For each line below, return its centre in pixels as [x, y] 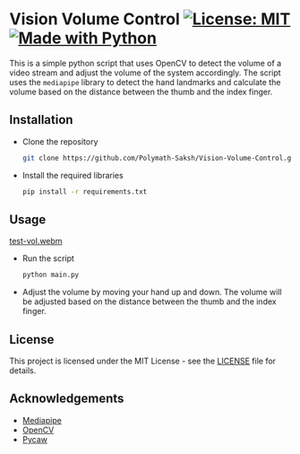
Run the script [48, 258]
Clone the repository [60, 141]
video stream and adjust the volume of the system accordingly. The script [145, 73]
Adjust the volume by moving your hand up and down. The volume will [152, 292]
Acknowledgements [67, 399]
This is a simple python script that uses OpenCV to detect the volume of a [146, 63]
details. [23, 371]
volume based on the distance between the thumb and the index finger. [141, 92]
